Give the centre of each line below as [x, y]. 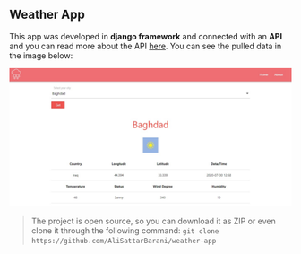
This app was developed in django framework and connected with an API [146, 36]
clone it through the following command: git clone [125, 230]
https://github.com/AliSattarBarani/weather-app [124, 241]
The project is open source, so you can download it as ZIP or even [153, 221]
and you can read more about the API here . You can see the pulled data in [146, 46]
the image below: [41, 55]
